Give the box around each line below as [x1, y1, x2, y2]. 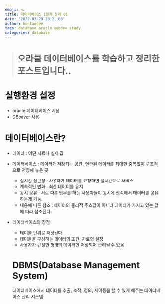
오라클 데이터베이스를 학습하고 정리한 [17, 53, 160, 64]
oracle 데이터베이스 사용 [12, 108, 60, 114]
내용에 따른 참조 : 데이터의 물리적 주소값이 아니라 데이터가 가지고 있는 [19, 202, 154, 208]
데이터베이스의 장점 [12, 219, 50, 225]
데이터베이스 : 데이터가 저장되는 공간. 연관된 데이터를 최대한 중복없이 [12, 161, 145, 167]
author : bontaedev [5, 21, 43, 26]
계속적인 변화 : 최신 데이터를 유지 [19, 184, 83, 190]
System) [12, 270, 48, 282]
